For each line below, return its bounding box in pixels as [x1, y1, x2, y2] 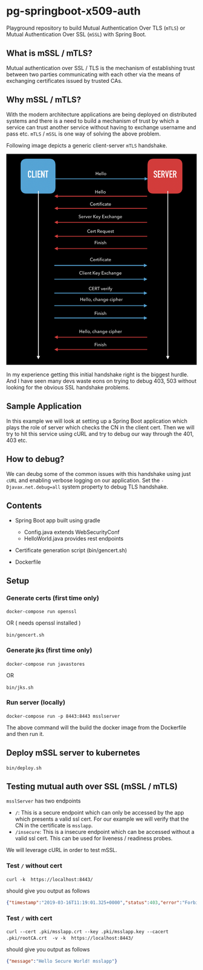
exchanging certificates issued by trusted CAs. [6, 77, 123, 84]
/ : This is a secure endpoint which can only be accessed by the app [14, 809, 184, 816]
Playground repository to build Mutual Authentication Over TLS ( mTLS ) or [6, 24, 185, 31]
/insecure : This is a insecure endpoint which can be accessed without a [14, 828, 195, 836]
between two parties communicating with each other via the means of [6, 71, 181, 78]
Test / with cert [6, 914, 53, 922]
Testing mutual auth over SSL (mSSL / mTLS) [6, 781, 178, 792]
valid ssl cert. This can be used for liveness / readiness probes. [14, 835, 173, 842]
